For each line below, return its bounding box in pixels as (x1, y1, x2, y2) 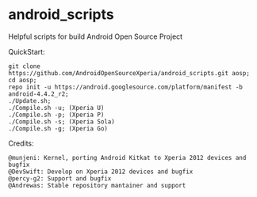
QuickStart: (8, 47, 45, 56)
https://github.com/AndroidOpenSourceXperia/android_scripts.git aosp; (8, 69, 250, 77)
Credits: (8, 138, 34, 148)
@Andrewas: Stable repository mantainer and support (8, 181, 186, 189)
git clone (8, 62, 41, 70)
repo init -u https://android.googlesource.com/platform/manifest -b (8, 83, 244, 91)
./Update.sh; (8, 97, 52, 104)
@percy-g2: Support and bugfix (8, 174, 112, 183)
